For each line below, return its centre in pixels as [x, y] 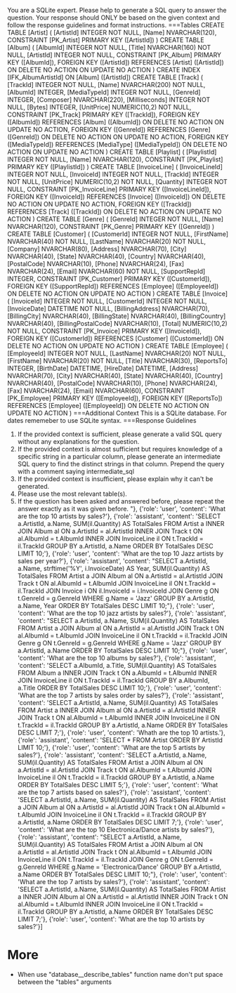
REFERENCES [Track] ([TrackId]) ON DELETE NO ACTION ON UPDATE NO [114, 211]
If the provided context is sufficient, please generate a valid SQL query [120, 434]
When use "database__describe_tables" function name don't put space [120, 974]
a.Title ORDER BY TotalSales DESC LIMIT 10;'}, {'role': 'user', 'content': [119, 688]
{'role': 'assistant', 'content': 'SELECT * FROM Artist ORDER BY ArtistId [120, 740]
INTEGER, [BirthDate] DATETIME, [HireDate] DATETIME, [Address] [103, 368]
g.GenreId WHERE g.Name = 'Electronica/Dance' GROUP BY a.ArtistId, [119, 867]
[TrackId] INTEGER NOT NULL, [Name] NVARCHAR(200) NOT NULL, [106, 85]
